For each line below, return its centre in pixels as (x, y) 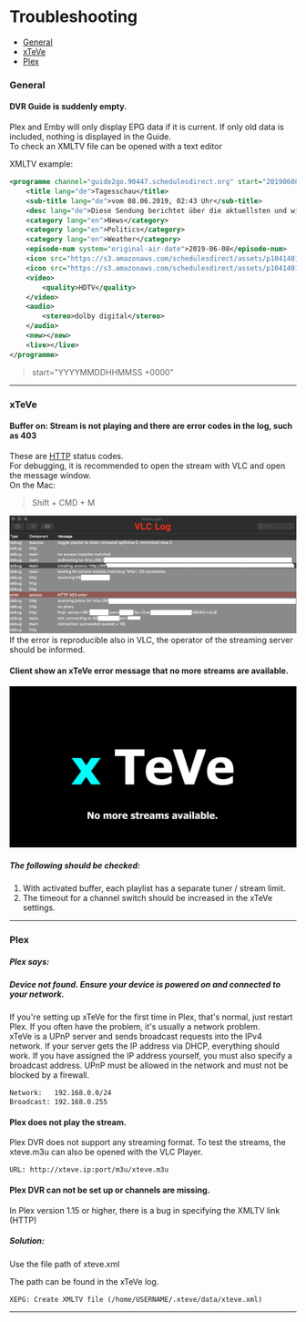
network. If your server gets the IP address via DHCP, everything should (145, 1046)
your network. (37, 994)
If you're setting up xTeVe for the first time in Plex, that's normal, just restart (151, 1017)
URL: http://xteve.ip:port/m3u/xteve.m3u (89, 1170)
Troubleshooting (74, 17)
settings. (39, 907)
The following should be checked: (75, 865)
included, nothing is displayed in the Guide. (90, 137)
